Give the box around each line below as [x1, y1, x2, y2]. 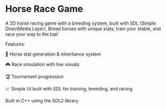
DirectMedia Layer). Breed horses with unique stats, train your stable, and [5, 25, 161, 31]
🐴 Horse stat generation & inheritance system [5, 51, 101, 57]
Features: [5, 41, 26, 47]
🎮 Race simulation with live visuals [5, 61, 79, 67]
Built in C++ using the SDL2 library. [5, 97, 79, 103]
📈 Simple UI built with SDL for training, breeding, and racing [5, 85, 133, 92]
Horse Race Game [5, 3, 84, 15]
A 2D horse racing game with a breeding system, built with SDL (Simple [5, 20, 156, 26]
